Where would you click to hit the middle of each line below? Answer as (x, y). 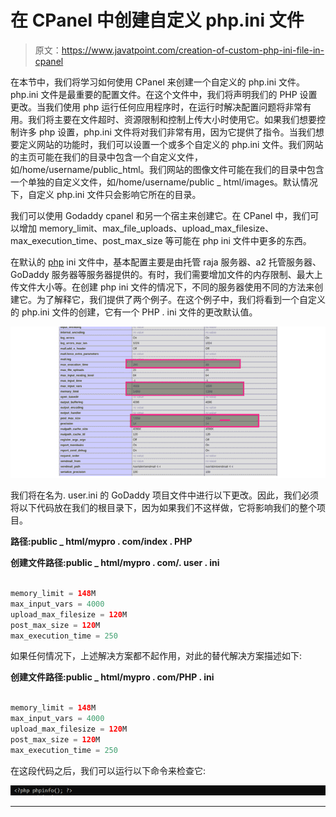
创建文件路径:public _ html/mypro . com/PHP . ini (112, 677)
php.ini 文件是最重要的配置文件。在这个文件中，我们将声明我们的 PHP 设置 (164, 94)
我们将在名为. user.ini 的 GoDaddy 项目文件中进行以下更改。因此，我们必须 (164, 495)
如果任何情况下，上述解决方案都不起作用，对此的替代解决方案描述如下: (156, 656)
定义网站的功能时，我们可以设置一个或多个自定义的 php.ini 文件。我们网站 (171, 144)
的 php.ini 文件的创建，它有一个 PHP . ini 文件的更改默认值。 (134, 312)
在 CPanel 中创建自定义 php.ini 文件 (157, 20)
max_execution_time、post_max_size (86, 240)
